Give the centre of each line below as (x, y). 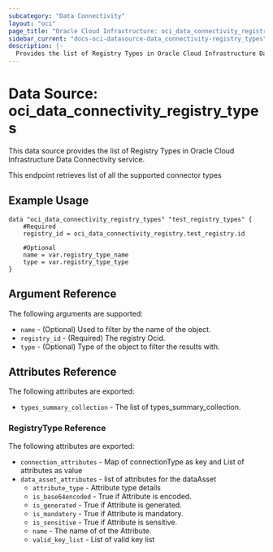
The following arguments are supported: (76, 313)
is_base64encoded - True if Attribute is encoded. (112, 496)
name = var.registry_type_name (76, 255)
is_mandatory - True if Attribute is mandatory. (108, 513)
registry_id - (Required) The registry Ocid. (93, 338)
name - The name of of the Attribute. (92, 530)
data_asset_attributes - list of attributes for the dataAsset (118, 479)
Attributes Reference (63, 371)
